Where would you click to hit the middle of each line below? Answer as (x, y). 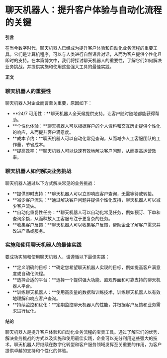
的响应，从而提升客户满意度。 (43, 132)
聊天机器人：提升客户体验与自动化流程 (84, 10)
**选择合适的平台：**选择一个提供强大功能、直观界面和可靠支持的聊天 (84, 279)
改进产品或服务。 (30, 231)
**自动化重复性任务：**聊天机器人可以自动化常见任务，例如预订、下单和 (86, 212)
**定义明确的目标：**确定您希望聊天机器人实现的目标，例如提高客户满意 (86, 267)
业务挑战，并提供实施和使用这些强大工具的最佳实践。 (60, 66)
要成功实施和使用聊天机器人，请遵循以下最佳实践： (57, 257)
